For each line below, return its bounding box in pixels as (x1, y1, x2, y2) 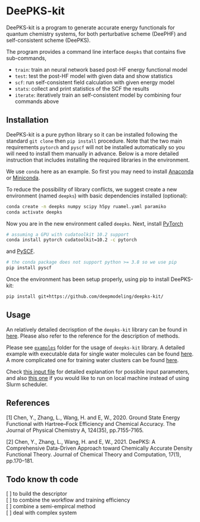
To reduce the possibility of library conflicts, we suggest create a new (6, 186, 177, 193)
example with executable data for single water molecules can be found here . (6, 350, 194, 357)
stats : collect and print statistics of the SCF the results (14, 85, 149, 92)
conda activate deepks (6, 209, 62, 215)
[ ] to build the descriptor (6, 490, 67, 498)
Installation (6, 115, 49, 125)
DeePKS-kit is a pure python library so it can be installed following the (6, 131, 178, 138)
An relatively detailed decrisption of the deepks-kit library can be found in (6, 326, 187, 333)
